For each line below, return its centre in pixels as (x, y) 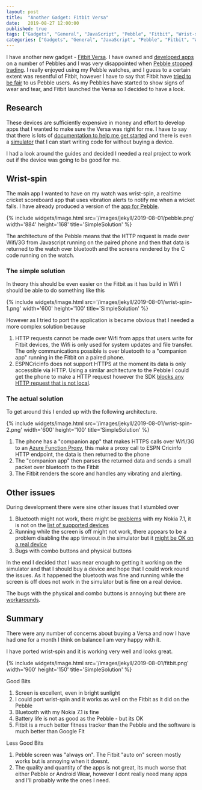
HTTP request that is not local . (53, 383)
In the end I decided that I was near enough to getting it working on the (94, 563)
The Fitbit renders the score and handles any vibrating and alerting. (98, 473)
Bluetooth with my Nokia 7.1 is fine (57, 712)
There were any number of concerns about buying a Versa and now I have (98, 633)
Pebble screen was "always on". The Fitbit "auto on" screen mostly (98, 754)
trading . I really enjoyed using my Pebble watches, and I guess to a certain (98, 70)
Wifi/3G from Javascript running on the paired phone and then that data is (98, 242)
